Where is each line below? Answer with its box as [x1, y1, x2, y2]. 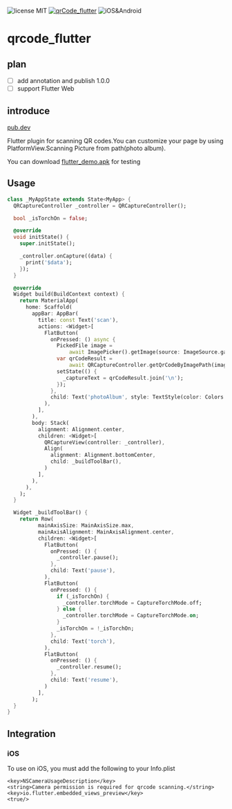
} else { [56, 606, 81, 612]
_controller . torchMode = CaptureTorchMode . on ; [62, 612, 199, 619]
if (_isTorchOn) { [56, 592, 110, 600]
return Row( [19, 516, 54, 522]
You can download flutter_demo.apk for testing [7, 157, 141, 165]
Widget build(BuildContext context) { [13, 291, 126, 298]
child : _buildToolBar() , [50, 458, 122, 465]
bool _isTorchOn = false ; [13, 215, 88, 221]
